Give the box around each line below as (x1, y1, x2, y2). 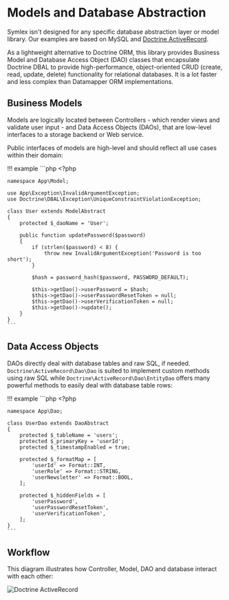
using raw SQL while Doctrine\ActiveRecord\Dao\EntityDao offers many (7, 374, 210, 382)
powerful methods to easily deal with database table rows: (7, 381, 173, 389)
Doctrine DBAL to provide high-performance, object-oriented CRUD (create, (7, 63, 223, 71)
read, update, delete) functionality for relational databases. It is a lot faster (7, 70, 217, 78)
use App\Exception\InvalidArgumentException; (7, 189, 140, 197)
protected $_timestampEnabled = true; (19, 444, 131, 451)
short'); (7, 256, 32, 263)
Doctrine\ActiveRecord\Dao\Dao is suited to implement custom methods (7, 366, 210, 374)
